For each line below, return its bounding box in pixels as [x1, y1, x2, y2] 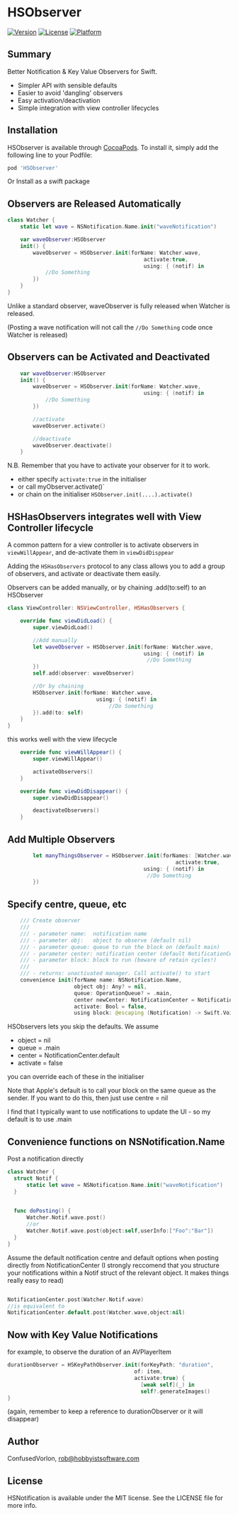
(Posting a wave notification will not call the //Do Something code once [7, 322, 213, 331]
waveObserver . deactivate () [33, 442, 113, 449]
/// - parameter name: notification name [20, 930, 147, 938]
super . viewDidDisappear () [33, 794, 110, 801]
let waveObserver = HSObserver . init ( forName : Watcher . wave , [33, 644, 214, 651]
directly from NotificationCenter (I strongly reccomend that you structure [7, 1261, 220, 1269]
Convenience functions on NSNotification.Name [7, 1136, 225, 1148]
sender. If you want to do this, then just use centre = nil [7, 1094, 169, 1102]
